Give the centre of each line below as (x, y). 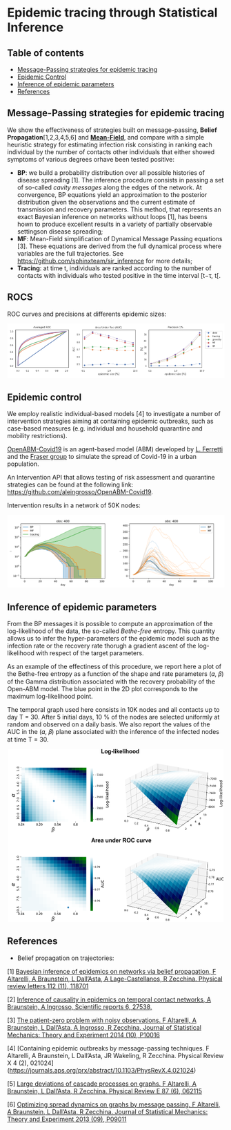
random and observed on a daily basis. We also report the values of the (109, 724)
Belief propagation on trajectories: (66, 958)
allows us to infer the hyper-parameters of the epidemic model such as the (113, 639)
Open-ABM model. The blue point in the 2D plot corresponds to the (103, 689)
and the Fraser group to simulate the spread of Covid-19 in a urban (102, 457)
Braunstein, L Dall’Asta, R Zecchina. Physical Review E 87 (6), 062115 (104, 1091)
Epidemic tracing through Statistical (112, 13)
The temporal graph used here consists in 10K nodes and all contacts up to (113, 710)
